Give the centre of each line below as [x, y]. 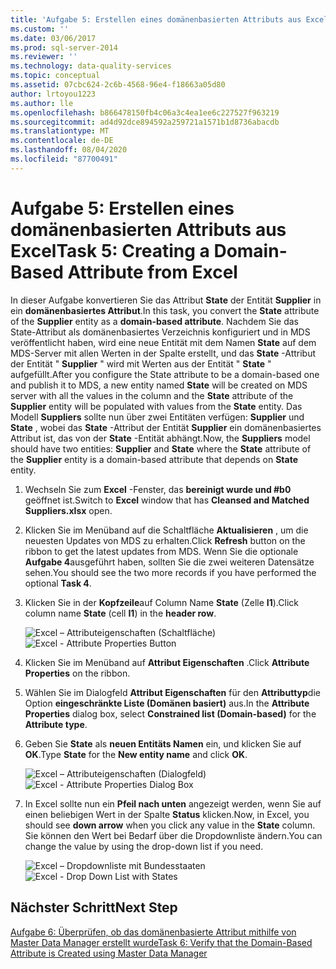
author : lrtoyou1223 [53, 94]
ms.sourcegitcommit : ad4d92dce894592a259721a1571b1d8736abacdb [145, 122]
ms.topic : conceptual [55, 76]
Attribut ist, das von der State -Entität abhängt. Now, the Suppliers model [160, 438]
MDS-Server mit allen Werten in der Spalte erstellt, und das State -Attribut [163, 353]
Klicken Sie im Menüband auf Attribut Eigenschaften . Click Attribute [167, 662]
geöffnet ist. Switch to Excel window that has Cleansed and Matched [167, 500]
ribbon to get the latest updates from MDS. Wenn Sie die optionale [161, 551]
